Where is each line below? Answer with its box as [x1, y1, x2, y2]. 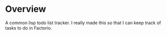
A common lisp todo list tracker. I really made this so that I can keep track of [5, 20, 161, 26]
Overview [5, 3, 46, 15]
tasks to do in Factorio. [5, 25, 52, 31]
